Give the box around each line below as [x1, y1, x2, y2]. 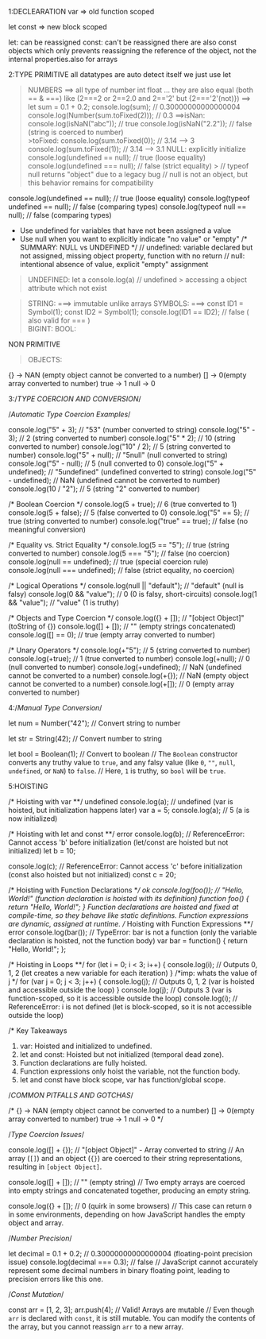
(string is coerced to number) [27, 127, 125, 137]
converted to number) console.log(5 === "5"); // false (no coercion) [8, 548, 230, 558]
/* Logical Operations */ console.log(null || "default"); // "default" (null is [8, 581, 245, 590]
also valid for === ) [27, 315, 91, 325]
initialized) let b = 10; [8, 846, 76, 855]
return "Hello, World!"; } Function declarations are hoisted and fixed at [8, 902, 239, 911]
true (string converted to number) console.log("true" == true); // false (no [8, 517, 249, 525]
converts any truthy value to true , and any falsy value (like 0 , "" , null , [8, 758, 236, 767]
